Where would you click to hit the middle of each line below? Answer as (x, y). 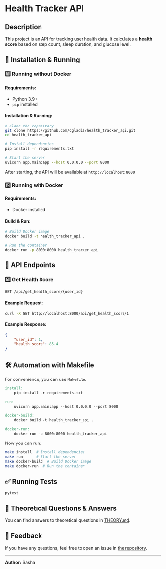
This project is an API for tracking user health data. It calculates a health (79, 39)
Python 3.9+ (25, 99)
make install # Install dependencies (45, 452)
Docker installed (29, 209)
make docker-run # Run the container (45, 466)
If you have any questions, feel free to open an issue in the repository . (76, 548)
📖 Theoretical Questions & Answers (61, 508)
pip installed (25, 104)
